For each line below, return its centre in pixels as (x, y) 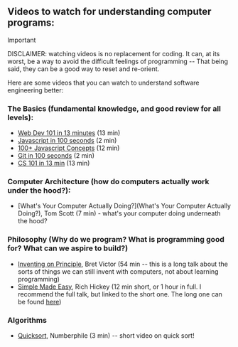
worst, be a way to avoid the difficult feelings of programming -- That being (118, 61)
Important (22, 40)
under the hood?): (39, 191)
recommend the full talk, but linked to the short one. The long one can (120, 294)
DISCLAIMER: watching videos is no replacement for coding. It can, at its (114, 53)
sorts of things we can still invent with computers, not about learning (118, 271)
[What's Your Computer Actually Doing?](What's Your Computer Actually (124, 206)
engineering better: (36, 90)
